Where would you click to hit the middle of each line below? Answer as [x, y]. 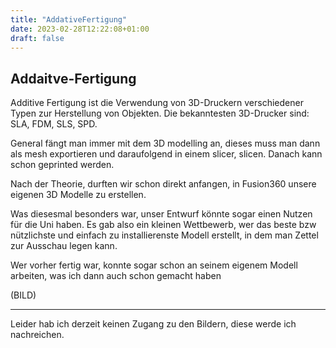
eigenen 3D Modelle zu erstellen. [78, 195]
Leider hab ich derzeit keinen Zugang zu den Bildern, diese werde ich [153, 324]
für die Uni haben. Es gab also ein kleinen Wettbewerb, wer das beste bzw [163, 225]
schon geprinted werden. [62, 165]
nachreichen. [37, 335]
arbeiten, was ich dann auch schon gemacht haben [116, 276]
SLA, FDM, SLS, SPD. [54, 124]
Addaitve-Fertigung [73, 78]
